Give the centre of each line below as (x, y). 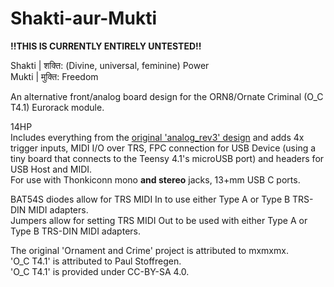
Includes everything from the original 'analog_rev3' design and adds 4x (157, 137)
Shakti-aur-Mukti (83, 18)
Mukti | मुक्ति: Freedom (54, 76)
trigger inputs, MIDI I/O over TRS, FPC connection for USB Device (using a (163, 148)
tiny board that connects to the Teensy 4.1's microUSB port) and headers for (167, 158)
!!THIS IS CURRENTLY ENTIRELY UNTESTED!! (106, 46)
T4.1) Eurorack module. (57, 107)
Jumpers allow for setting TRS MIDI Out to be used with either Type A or (159, 220)
